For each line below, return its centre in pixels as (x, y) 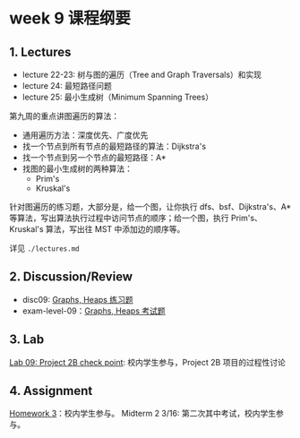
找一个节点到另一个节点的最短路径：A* (94, 157)
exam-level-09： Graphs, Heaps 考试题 (94, 311)
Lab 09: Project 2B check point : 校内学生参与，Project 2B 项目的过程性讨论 (148, 362)
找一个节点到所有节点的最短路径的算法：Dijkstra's (114, 146)
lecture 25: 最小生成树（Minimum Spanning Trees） (117, 97)
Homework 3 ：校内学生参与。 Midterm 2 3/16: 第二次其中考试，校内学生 (142, 414)
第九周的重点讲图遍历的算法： (64, 116)
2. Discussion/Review (71, 277)
